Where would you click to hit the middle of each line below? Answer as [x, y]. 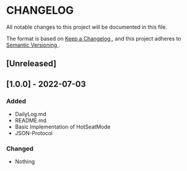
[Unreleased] [31, 64]
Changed [20, 148]
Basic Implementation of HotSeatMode [63, 127]
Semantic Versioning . [33, 45]
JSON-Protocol [34, 133]
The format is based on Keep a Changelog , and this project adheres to [94, 38]
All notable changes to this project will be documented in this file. [87, 27]
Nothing [25, 161]
